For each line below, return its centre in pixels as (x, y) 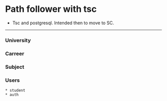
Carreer (15, 53)
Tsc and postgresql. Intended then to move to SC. (63, 23)
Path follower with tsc (51, 9)
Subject (15, 67)
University (18, 40)
